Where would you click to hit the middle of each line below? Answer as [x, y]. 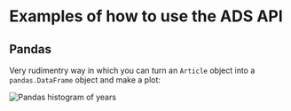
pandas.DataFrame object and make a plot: [85, 80]
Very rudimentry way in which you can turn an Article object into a [132, 70]
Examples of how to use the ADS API [146, 16]
